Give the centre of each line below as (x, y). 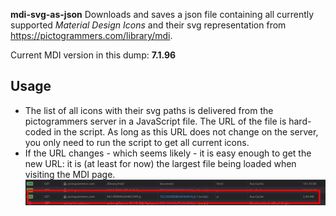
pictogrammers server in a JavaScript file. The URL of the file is (155, 121)
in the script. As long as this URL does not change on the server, (186, 131)
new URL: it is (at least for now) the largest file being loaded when (160, 163)
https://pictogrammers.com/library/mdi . (91, 35)
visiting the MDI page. (70, 174)
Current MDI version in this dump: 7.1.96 (93, 55)
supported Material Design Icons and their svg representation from (148, 25)
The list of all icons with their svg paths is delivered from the (149, 110)
